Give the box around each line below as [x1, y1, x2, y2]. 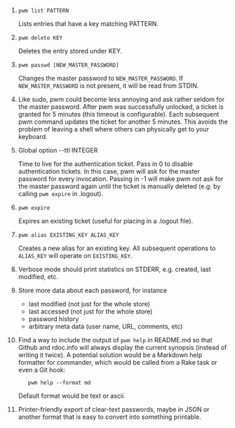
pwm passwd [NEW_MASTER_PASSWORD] [18, 62, 119, 69]
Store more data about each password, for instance [18, 286, 168, 294]
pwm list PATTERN [18, 7, 69, 14]
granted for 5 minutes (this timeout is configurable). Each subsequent [18, 110, 220, 118]
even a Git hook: [18, 365, 66, 374]
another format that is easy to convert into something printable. [18, 413, 202, 421]
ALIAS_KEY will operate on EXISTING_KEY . [18, 252, 133, 259]
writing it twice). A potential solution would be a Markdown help [18, 351, 203, 359]
